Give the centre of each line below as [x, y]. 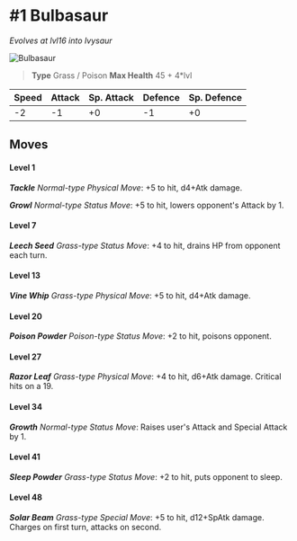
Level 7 [23, 226]
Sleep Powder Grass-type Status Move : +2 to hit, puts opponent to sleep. [146, 476]
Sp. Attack [112, 97]
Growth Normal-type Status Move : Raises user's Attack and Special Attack [148, 427]
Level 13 [25, 276]
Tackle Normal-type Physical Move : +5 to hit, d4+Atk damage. [126, 187]
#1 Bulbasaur [59, 16]
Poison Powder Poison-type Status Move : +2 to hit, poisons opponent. [140, 336]
